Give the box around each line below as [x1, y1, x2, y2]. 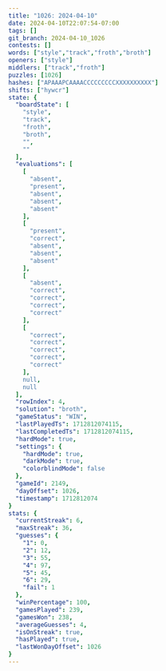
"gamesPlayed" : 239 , [15, 605, 84, 613]
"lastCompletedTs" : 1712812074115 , [15, 427, 134, 435]
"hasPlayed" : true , [15, 636, 81, 644]
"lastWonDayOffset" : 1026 [15, 643, 102, 651]
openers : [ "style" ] [8, 57, 73, 65]
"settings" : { [15, 443, 62, 451]
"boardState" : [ [15, 101, 69, 109]
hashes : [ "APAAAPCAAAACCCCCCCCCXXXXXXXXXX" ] [8, 78, 159, 86]
